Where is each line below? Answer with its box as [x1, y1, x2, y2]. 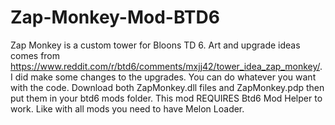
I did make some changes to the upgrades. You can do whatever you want [10, 71, 317, 83]
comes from [10, 49, 61, 61]
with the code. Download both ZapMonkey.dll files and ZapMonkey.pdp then [10, 81, 325, 93]
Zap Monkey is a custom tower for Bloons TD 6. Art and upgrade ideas [10, 39, 301, 51]
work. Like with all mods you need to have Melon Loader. [10, 102, 245, 115]
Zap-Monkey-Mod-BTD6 [10, 6, 220, 29]
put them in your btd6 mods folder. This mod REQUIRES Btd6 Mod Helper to [10, 92, 323, 104]
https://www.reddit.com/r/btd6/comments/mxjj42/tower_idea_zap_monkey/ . [10, 60, 323, 72]
